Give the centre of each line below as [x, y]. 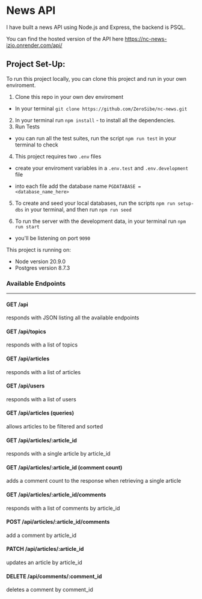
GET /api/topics [26, 331]
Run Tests [27, 127]
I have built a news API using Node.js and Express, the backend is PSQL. [96, 27]
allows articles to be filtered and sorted [55, 427]
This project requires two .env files [58, 156]
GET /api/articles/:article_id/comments [56, 495]
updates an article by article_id [44, 563]
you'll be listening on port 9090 [53, 238]
